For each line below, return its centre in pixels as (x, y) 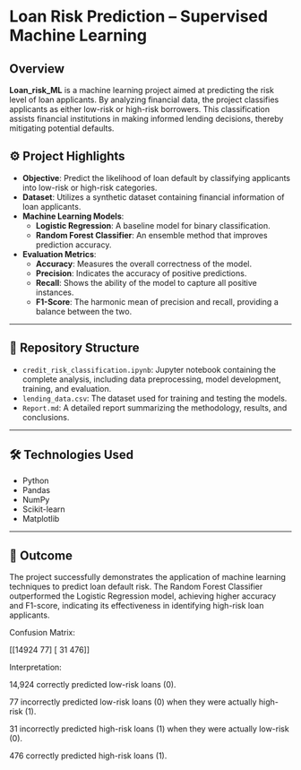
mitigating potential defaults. (62, 128)
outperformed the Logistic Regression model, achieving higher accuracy (143, 596)
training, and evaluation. (67, 388)
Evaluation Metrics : (59, 254)
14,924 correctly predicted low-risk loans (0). (93, 685)
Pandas (36, 490)
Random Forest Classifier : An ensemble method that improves (151, 235)
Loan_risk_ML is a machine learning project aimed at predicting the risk (142, 90)
